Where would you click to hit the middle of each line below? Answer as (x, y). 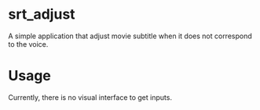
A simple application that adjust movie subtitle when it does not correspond (130, 36)
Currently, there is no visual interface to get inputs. (90, 97)
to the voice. (28, 44)
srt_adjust (42, 14)
